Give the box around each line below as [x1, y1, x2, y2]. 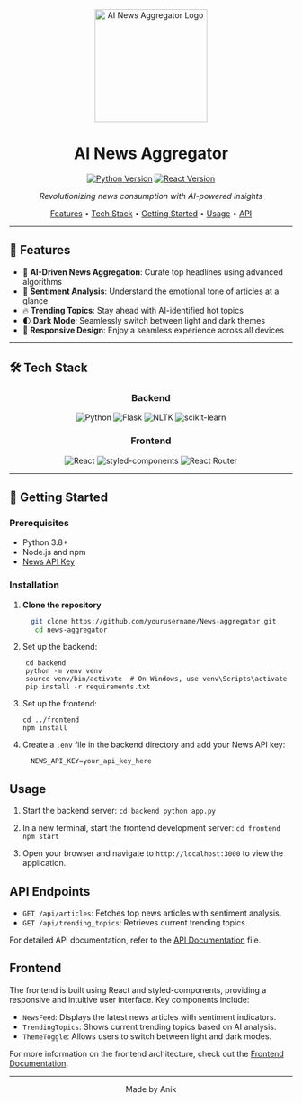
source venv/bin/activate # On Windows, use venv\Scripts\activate [25, 675, 288, 684]
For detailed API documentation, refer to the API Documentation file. [9, 934, 262, 945]
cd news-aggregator [34, 625, 108, 634]
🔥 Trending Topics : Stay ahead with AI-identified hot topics [22, 305, 244, 315]
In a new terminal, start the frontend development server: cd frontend [22, 823, 281, 834]
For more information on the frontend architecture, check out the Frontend [9, 1048, 285, 1059]
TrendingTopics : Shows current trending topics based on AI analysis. [22, 1021, 277, 1032]
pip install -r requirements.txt [25, 682, 151, 692]
